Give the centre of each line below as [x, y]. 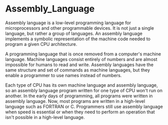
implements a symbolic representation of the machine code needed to [78, 39]
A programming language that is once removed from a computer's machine [83, 54]
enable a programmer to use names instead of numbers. [64, 75]
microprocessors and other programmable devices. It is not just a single [80, 28]
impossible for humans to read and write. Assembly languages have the [79, 65]
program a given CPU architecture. [41, 44]
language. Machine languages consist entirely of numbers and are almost [81, 59]
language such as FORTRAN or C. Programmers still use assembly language [84, 106]
